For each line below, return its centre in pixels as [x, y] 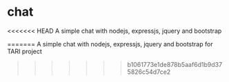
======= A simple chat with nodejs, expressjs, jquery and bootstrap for [110, 44]
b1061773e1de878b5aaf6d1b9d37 [175, 64]
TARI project [25, 51]
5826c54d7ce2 [149, 72]
